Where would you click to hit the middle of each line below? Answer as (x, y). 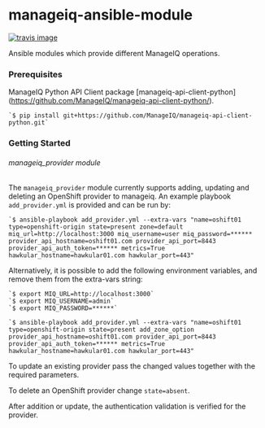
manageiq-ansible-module (101, 15)
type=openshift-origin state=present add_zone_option (102, 330)
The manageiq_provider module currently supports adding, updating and (129, 188)
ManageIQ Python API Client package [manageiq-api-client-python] (122, 92)
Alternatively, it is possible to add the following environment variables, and (133, 271)
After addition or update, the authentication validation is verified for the (127, 406)
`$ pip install (34, 116)
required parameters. (44, 375)
